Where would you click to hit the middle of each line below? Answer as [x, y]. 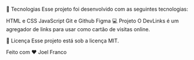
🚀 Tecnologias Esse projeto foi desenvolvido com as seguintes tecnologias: [97, 9]
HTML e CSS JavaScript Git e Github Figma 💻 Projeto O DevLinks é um [93, 21]
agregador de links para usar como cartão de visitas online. [78, 29]
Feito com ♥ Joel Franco [36, 52]
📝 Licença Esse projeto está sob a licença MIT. [63, 41]
